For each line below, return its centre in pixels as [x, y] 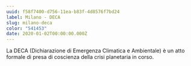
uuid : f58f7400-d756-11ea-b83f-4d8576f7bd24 [63, 12]
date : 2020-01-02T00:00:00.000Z [47, 34]
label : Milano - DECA [33, 17]
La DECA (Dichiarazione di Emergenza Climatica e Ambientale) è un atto [95, 51]
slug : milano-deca [29, 23]
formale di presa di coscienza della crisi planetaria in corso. [80, 57]
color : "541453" [27, 28]
